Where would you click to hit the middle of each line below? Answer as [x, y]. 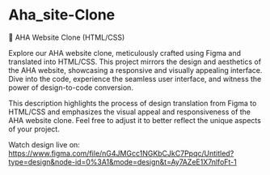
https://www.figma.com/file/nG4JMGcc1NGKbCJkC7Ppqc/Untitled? [121, 153]
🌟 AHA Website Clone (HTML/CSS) [67, 37]
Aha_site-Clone [62, 15]
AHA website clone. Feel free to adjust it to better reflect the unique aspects [135, 120]
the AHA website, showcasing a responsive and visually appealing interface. [135, 70]
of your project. [34, 129]
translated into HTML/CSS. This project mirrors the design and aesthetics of [135, 62]
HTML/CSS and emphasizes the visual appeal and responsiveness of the [130, 112]
